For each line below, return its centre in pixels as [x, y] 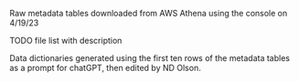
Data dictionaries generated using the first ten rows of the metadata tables [150, 58]
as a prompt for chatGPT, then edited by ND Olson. [105, 68]
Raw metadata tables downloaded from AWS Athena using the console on [149, 13]
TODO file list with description [66, 41]
